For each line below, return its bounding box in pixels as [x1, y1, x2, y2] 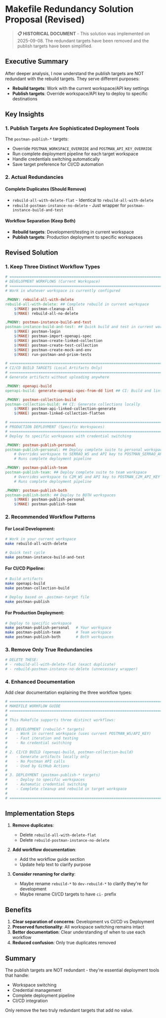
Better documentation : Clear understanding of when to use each [12, 929, 146, 935]
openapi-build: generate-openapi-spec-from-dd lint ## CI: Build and [5, 388, 152, 393]
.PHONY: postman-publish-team [5, 466, 68, 470]
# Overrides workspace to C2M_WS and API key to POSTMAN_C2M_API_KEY [14, 474, 161, 479]
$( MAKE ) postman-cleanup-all [14, 306, 74, 311]
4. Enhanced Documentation [5, 678, 75, 685]
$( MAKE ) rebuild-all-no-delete [14, 311, 79, 316]
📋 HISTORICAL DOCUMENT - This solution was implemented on [17, 31, 150, 37]
